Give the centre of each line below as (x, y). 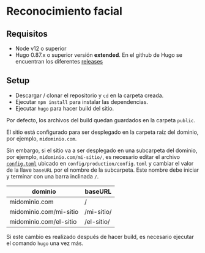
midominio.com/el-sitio (43, 221)
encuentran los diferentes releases (59, 61)
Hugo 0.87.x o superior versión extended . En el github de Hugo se (99, 55)
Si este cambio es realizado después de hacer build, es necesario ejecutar (100, 237)
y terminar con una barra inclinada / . (53, 176)
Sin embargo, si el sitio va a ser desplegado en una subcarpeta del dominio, (102, 150)
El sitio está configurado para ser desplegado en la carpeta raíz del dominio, (102, 132)
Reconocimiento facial (64, 11)
